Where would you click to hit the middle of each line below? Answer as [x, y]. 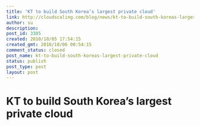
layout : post [22, 72]
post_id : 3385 [24, 34]
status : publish [26, 61]
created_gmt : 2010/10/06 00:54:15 [49, 45]
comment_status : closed [36, 50]
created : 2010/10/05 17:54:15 [44, 39]
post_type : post [26, 67]
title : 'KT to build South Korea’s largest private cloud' [81, 12]
